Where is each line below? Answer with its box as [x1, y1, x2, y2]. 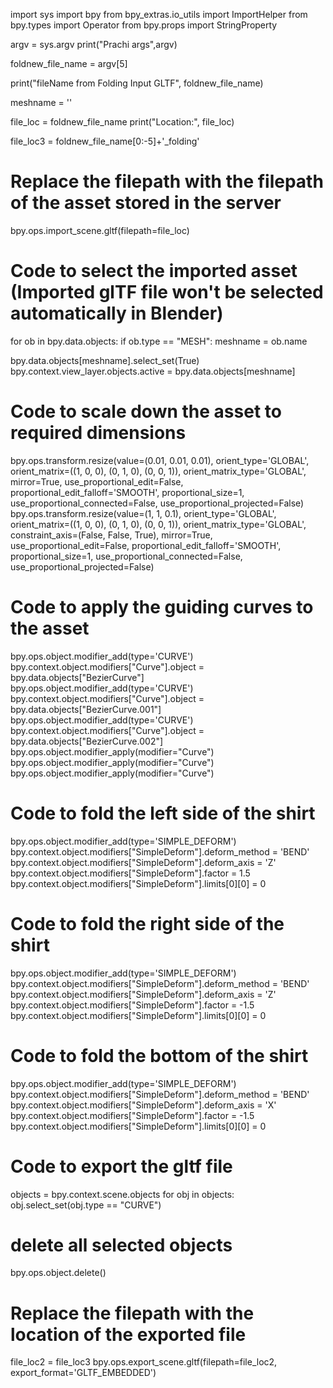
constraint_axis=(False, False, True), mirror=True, [10, 529, 213, 541]
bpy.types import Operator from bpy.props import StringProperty [10, 19, 278, 31]
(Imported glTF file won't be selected [10, 281, 324, 304]
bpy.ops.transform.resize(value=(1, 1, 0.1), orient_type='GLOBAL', [10, 507, 277, 519]
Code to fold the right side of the [10, 912, 285, 935]
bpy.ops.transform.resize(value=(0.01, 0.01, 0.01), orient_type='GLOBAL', [10, 454, 310, 466]
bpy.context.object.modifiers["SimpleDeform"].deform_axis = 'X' [10, 1099, 277, 1111]
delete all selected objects [10, 1234, 233, 1256]
